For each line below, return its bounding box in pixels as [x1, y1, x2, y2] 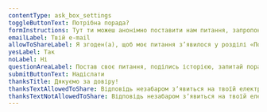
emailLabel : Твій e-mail [8, 33, 91, 42]
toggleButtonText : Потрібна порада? [8, 19, 130, 27]
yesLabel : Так [8, 48, 56, 56]
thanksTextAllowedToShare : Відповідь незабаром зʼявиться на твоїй [8, 84, 237, 93]
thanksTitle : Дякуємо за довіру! [8, 77, 119, 85]
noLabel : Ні [8, 56, 48, 64]
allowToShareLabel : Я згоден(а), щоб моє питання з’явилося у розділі [8, 41, 247, 49]
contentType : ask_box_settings [8, 11, 112, 20]
